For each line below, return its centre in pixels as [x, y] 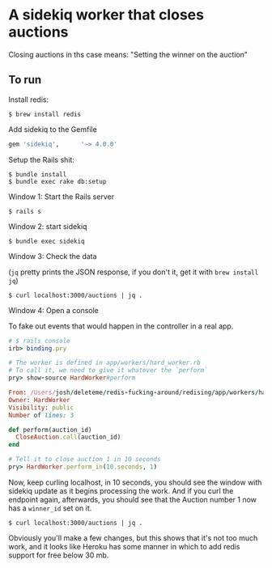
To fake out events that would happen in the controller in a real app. [121, 326]
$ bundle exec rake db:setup [57, 181]
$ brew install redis [45, 114]
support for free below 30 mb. [59, 555]
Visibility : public [41, 407]
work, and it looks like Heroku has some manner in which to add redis [124, 546]
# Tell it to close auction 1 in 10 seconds [85, 460]
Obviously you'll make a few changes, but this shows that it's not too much [133, 538]
